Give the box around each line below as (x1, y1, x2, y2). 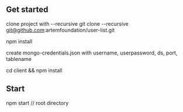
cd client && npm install (6, 67, 63, 74)
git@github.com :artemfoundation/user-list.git (6, 26, 115, 33)
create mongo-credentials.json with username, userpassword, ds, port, (6, 49, 178, 56)
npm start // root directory (6, 99, 69, 106)
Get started (6, 5, 49, 15)
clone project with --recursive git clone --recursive (6, 20, 129, 27)
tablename (6, 55, 32, 62)
